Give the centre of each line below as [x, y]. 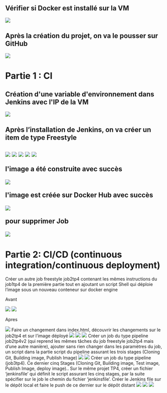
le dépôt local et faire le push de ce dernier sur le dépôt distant [70, 385]
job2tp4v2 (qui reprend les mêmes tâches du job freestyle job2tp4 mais [79, 341]
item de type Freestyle [41, 138]
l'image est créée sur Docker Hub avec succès [79, 195]
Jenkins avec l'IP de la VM [47, 102]
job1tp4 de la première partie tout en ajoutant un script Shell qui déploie [79, 284]
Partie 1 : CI [29, 76]
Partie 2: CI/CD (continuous [64, 255]
